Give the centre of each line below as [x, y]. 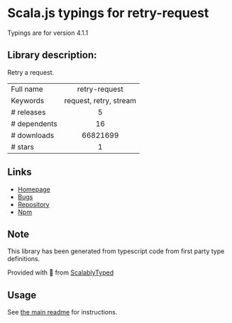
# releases [28, 112]
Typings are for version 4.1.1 [48, 33]
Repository [33, 204]
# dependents [34, 124]
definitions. [24, 259]
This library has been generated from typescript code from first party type [116, 251]
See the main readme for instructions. [62, 312]
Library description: [52, 55]
